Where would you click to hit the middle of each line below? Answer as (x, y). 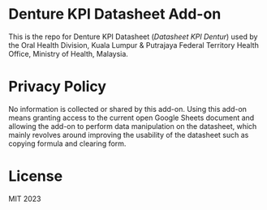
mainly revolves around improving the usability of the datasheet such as (129, 135)
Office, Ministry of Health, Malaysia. (68, 54)
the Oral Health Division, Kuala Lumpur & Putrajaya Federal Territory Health (134, 45)
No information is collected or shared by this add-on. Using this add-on (128, 109)
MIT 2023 (25, 199)
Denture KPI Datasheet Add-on (115, 14)
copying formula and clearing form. (67, 144)
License (36, 176)
